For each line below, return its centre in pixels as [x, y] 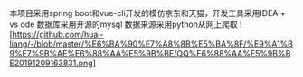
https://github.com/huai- [58, 34]
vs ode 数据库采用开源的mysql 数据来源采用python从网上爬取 [123, 24]
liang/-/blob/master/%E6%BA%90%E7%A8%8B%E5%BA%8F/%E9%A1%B [151, 44]
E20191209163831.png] [53, 63]
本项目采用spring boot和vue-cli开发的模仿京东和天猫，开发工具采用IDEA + [148, 13]
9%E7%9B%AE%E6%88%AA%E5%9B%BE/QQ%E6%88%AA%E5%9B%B [150, 53]
